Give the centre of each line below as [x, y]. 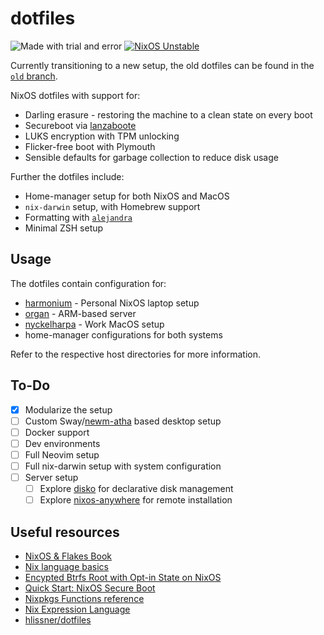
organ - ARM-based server [80, 313]
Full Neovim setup [62, 454]
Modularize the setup [68, 409]
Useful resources [65, 532]
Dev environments [62, 443]
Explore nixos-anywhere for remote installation [136, 500]
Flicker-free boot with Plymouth [90, 146]
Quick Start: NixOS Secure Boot [90, 588]
